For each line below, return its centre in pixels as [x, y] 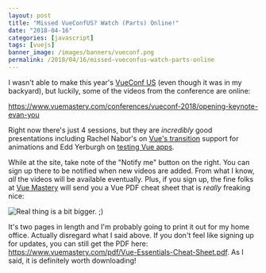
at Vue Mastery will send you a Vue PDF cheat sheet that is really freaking [129, 187]
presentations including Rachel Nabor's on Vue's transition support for [123, 138]
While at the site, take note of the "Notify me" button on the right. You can [129, 162]
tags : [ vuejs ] [32, 45]
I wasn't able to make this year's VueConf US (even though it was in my [125, 82]
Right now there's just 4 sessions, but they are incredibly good [110, 130]
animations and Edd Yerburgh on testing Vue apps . [91, 147]
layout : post [30, 15]
